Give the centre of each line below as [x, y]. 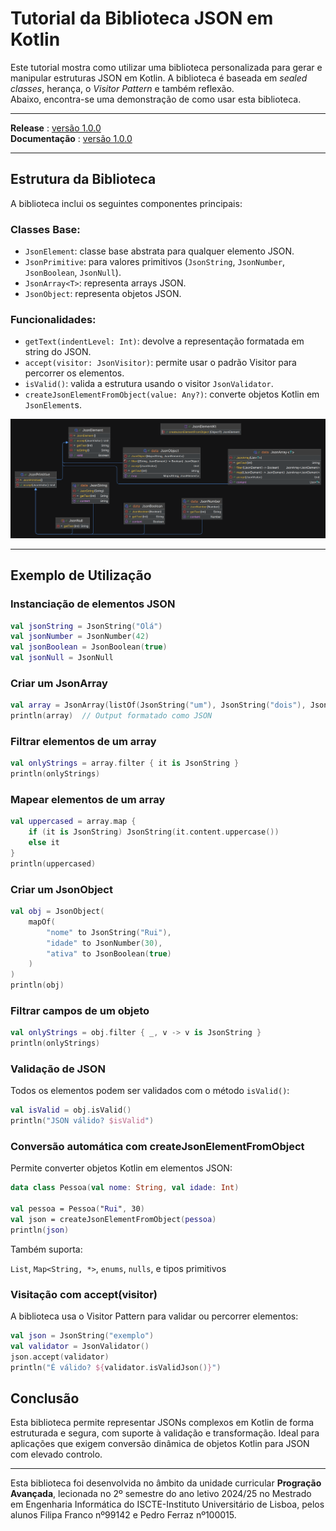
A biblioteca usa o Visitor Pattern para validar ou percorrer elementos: [154, 1316]
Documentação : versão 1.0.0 [71, 138]
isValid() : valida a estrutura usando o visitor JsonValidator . [149, 384]
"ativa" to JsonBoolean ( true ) [109, 953]
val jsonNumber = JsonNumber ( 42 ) [80, 637]
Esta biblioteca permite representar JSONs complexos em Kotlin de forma [162, 1423]
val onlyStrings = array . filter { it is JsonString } [125, 763]
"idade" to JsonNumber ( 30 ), [104, 943]
